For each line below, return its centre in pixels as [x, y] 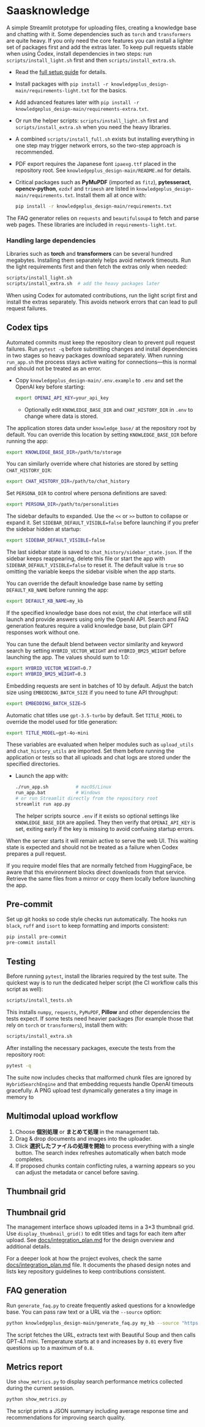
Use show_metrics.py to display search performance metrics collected [95, 1382]
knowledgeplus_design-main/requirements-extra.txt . [82, 108]
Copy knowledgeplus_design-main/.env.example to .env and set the [99, 380]
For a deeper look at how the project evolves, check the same [84, 1258]
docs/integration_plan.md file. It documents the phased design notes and [99, 1265]
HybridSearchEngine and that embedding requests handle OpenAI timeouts [100, 1084]
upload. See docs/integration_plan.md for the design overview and [90, 1240]
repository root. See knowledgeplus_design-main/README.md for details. [103, 170]
